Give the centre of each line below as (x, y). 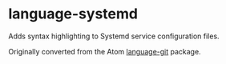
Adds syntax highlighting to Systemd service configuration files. (114, 36)
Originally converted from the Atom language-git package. (105, 51)
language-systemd (73, 14)
